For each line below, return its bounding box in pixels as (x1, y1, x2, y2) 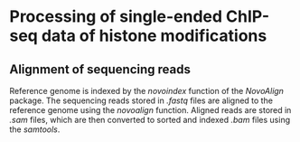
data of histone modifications (41, 25, 267, 46)
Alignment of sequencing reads (9, 62, 192, 77)
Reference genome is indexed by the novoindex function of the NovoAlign (9, 86, 285, 96)
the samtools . (9, 124, 61, 135)
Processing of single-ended (9, 6, 223, 27)
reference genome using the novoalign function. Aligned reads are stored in (9, 105, 292, 115)
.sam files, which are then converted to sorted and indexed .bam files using (9, 115, 291, 125)
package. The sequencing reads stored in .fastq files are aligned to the (9, 95, 274, 106)
